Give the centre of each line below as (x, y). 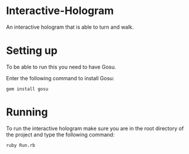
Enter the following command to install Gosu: (60, 78)
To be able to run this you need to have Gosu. (61, 67)
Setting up (32, 51)
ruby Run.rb (21, 145)
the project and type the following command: (60, 134)
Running (27, 112)
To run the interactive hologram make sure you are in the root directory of (95, 128)
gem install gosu (27, 89)
